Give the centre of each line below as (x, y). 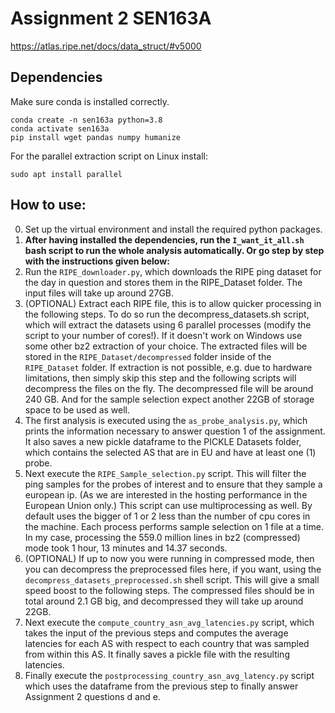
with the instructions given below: (97, 261)
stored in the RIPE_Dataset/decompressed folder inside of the (148, 356)
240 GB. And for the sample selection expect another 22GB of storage (169, 399)
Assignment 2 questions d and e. (92, 696)
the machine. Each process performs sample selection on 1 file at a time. (174, 526)
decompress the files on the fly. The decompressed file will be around (169, 388)
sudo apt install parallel (66, 174)
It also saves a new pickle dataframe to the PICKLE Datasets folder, (163, 441)
